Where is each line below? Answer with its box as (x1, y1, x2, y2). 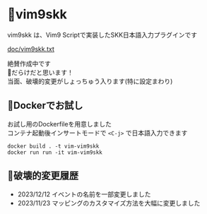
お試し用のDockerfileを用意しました (7, 119, 112, 128)
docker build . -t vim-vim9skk (7, 143, 100, 150)
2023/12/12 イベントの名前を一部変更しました (17, 190, 151, 198)
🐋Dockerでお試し (7, 100, 83, 112)
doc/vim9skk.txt (7, 44, 55, 53)
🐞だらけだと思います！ (7, 68, 74, 76)
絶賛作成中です (7, 59, 51, 68)
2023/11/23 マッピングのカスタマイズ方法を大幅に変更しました (17, 198, 201, 207)
